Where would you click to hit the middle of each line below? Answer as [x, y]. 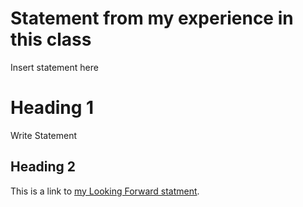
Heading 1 [52, 108]
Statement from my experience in [152, 18]
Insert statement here [54, 67]
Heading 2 [43, 167]
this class [51, 39]
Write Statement [44, 135]
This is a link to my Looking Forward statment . [105, 191]
